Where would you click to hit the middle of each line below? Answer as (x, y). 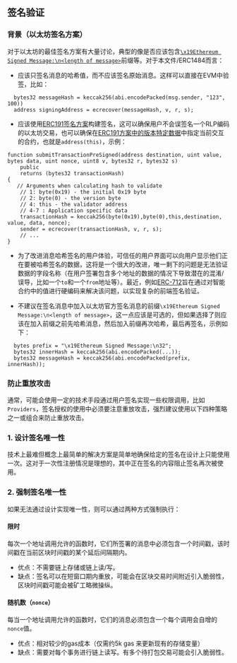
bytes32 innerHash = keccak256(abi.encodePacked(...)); (97, 352)
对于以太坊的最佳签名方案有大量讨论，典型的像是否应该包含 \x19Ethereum (113, 51)
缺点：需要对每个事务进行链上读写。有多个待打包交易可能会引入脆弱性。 (122, 652)
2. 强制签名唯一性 (37, 492)
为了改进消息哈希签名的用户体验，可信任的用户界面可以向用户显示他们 (120, 255)
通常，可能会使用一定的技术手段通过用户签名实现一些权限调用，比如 (106, 400)
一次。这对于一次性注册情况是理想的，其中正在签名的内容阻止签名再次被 (112, 463)
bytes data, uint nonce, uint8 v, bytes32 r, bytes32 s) (93, 161)
